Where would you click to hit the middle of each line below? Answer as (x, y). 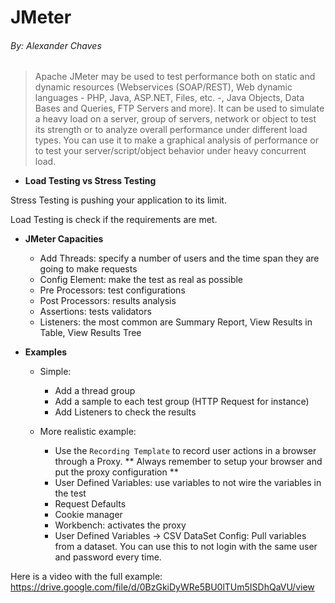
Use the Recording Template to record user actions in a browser (185, 451)
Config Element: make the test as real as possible (141, 280)
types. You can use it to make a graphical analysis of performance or (176, 140)
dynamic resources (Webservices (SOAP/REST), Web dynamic (163, 87)
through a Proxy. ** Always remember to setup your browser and (188, 462)
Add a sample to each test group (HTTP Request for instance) (182, 402)
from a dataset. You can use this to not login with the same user (186, 547)
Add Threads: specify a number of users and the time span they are (179, 258)
